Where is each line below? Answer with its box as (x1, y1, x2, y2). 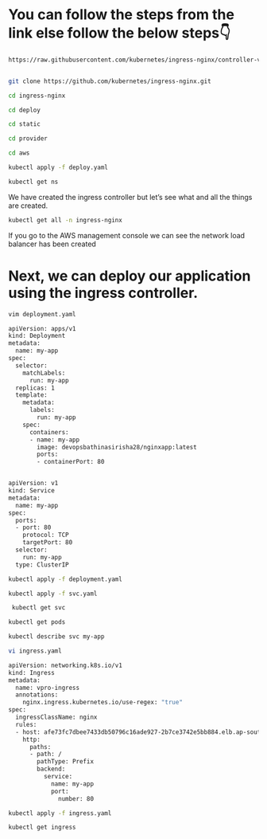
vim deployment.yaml (8, 310, 77, 318)
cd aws (8, 149, 30, 157)
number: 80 (58, 794, 94, 802)
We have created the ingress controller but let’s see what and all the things (8, 192, 253, 202)
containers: (29, 428, 69, 436)
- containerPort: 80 (37, 458, 105, 466)
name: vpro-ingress (15, 684, 80, 692)
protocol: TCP (22, 531, 69, 539)
